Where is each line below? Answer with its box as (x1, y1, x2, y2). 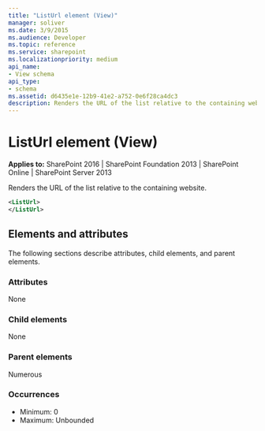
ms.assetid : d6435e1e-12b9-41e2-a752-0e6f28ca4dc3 (8, 92, 178, 100)
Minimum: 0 (19, 407, 59, 416)
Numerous (8, 370, 43, 379)
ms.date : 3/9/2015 (8, 26, 69, 34)
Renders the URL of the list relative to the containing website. (8, 183, 207, 193)
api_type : (8, 77, 41, 85)
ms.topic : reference (8, 41, 77, 49)
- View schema (8, 70, 55, 78)
